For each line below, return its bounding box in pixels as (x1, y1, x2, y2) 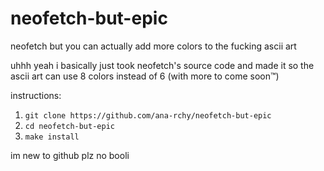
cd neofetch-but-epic (24, 121, 115, 131)
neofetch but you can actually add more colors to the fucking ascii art (10, 40, 297, 52)
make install (24, 132, 80, 142)
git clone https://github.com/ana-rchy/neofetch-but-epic (24, 110, 272, 121)
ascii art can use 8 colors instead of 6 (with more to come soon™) (10, 70, 280, 82)
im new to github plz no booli (10, 149, 130, 161)
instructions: (10, 89, 62, 101)
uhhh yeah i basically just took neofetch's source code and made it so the (10, 59, 315, 71)
